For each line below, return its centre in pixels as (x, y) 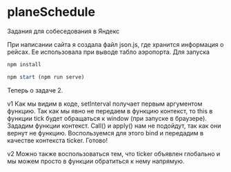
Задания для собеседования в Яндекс (63, 31)
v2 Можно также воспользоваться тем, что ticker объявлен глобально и (114, 153)
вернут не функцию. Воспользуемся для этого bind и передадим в (106, 133)
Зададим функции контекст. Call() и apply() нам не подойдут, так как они (114, 126)
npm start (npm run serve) (46, 77)
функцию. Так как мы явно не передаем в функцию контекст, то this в (110, 111)
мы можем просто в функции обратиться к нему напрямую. (96, 161)
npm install (24, 64)
